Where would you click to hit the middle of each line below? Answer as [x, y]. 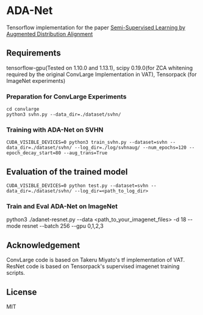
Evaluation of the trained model [67, 172]
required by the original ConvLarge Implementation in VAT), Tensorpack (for [101, 74]
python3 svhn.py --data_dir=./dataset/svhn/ [64, 115]
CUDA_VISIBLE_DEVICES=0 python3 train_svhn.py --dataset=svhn [87, 143]
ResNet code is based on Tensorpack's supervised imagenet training [93, 266]
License [22, 292]
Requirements [34, 53]
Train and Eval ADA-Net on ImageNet [62, 207]
